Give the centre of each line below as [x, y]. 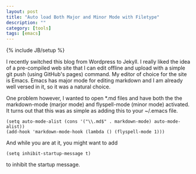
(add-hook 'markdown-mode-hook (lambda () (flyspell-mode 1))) [86, 132]
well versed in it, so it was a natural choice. [58, 87]
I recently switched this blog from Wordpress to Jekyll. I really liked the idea [98, 62]
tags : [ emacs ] [24, 34]
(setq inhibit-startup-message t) [49, 154]
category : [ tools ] [29, 28]
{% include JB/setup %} [35, 50]
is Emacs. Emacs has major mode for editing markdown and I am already [94, 81]
